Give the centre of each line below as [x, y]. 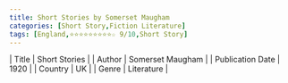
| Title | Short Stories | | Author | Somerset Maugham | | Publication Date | [144, 60]
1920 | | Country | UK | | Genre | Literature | [89, 69]
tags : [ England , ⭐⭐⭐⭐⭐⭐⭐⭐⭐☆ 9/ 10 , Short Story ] [98, 34]
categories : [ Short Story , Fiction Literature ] [97, 26]
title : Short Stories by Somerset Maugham [89, 17]
